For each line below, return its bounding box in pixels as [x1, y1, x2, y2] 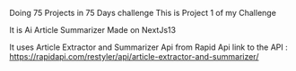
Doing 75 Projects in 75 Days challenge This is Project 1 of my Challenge [9, 8, 276, 18]
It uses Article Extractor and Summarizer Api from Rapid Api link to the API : [9, 42, 289, 52]
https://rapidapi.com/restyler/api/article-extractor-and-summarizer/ [9, 51, 259, 61]
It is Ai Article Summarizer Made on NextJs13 [9, 25, 177, 35]
